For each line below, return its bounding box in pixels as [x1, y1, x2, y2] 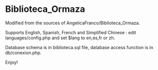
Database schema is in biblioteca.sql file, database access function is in [5, 44, 153, 50]
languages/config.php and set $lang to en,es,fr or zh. [5, 35, 115, 41]
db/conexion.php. [5, 50, 41, 56]
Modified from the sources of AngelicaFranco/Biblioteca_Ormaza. [5, 20, 140, 26]
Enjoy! [5, 59, 18, 65]
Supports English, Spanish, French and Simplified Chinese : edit [5, 29, 136, 35]
